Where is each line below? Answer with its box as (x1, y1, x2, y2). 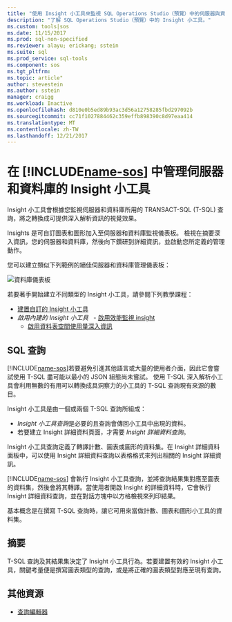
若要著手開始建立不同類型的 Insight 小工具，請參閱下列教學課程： (7, 290, 193, 299)
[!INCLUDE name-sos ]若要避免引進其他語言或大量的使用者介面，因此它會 (7, 364, 214, 372)
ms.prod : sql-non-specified (7, 36, 88, 43)
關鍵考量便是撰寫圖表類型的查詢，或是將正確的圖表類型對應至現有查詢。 (19, 565, 225, 574)
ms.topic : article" (7, 74, 64, 82)
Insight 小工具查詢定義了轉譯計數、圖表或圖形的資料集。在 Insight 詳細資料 (7, 443, 220, 451)
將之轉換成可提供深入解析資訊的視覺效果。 (19, 214, 140, 223)
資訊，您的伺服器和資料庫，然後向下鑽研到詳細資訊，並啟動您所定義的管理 (12, 238, 225, 246)
